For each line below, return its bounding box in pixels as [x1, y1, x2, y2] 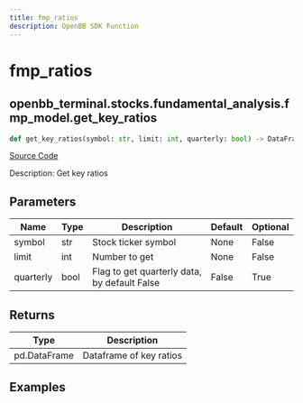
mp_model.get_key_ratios [9, 110, 158, 126]
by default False [92, 277, 161, 289]
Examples [9, 380, 66, 395]
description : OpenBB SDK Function [9, 22, 140, 31]
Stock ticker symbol [92, 236, 177, 249]
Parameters [9, 194, 77, 209]
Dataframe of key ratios [82, 349, 183, 362]
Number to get [92, 251, 154, 263]
